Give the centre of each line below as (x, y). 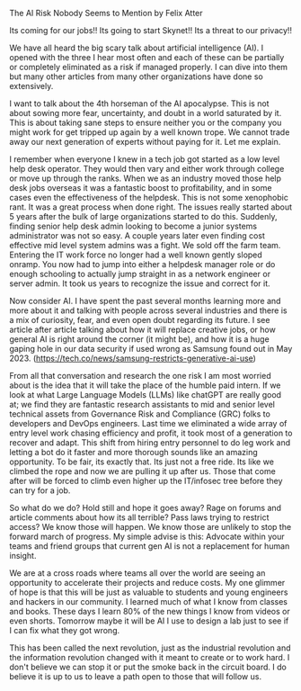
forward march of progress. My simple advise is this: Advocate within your (147, 536)
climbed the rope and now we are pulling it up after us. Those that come (142, 471)
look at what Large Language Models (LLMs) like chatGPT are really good (145, 395)
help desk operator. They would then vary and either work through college (147, 169)
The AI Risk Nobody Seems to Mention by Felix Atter (106, 13)
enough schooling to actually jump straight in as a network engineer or (140, 274)
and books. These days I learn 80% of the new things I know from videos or (150, 611)
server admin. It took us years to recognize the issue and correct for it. (140, 283)
